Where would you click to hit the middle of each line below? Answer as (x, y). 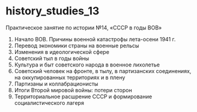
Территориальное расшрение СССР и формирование (83, 96)
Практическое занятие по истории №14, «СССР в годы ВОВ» (84, 28)
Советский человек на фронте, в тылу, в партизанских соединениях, (103, 71)
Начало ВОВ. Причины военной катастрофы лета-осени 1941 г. (95, 39)
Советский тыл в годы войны (52, 58)
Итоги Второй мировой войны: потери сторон (73, 90)
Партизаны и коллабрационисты (56, 84)
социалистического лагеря (49, 102)
